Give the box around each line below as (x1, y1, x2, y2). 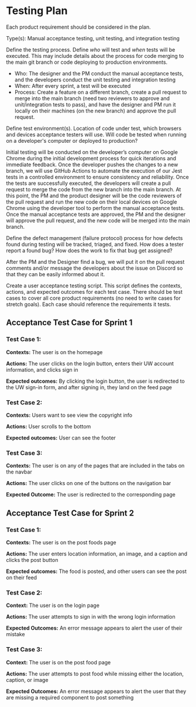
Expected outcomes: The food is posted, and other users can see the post (6, 568, 187, 575)
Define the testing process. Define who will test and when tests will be (6, 46, 176, 53)
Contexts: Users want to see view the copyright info (6, 411, 133, 418)
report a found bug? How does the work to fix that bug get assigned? (6, 247, 173, 254)
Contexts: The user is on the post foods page (6, 538, 116, 545)
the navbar (6, 468, 32, 475)
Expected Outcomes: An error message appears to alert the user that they (6, 688, 187, 695)
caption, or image (6, 676, 49, 683)
